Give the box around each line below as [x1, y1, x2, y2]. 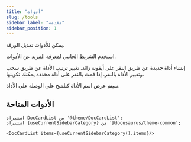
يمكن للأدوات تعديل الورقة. [6, 41, 65, 49]
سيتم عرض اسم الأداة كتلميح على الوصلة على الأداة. [6, 82, 120, 89]
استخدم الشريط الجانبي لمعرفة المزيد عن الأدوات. [6, 53, 116, 60]
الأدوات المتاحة [6, 99, 54, 109]
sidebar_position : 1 [6, 25, 57, 31]
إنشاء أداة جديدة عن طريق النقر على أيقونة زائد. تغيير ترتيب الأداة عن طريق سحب [6, 64, 186, 72]
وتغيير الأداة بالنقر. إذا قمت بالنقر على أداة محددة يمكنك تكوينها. [6, 70, 144, 78]
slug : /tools [6, 14, 38, 20]
